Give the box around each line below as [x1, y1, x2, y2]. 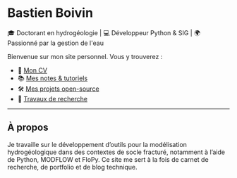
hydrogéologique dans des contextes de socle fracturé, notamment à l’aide [7, 148, 226, 156]
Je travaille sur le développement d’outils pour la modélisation [7, 140, 187, 148]
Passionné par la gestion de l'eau [7, 39, 104, 47]
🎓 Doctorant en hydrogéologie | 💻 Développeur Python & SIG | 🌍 [7, 28, 201, 37]
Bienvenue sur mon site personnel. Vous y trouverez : [7, 52, 163, 61]
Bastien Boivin [7, 5, 94, 21]
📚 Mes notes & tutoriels [17, 74, 88, 82]
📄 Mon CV [17, 65, 48, 75]
